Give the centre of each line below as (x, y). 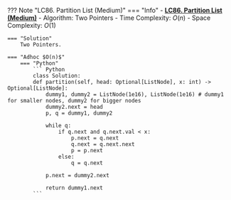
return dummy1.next (74, 188)
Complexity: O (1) (32, 25)
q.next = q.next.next (103, 144)
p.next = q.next (95, 138)
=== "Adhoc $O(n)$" (36, 57)
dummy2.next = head (74, 107)
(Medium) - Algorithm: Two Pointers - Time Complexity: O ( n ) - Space (109, 18)
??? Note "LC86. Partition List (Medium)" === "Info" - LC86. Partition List (115, 10)
